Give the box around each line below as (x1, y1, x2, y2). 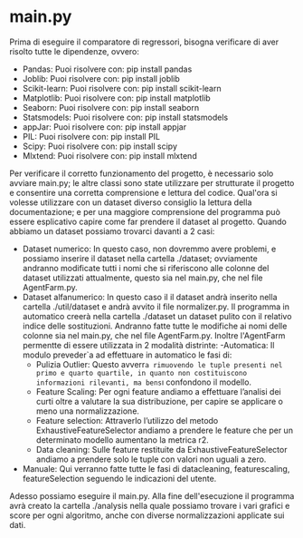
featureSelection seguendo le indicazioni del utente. (22, 473, 217, 484)
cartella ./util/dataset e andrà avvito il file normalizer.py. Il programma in (22, 301, 289, 312)
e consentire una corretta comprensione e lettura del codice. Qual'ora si (9, 187, 278, 198)
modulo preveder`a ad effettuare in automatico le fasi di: (22, 349, 232, 360)
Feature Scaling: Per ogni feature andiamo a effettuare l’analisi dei (35, 386, 282, 396)
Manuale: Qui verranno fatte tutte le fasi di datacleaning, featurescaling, (22, 463, 290, 474)
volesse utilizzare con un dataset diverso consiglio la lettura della (9, 197, 252, 208)
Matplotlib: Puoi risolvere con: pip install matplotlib (22, 93, 211, 103)
